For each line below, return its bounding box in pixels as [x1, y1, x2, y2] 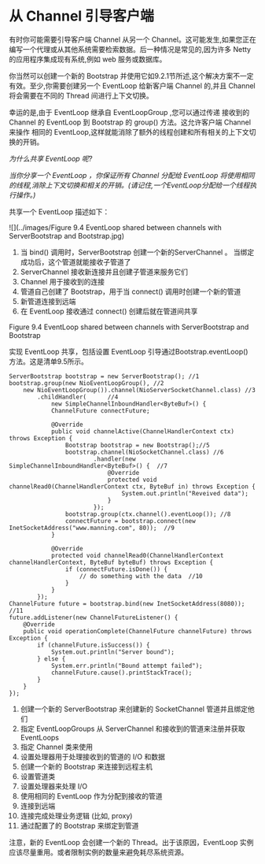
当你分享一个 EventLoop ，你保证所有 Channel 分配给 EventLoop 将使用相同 [9, 170, 255, 180]
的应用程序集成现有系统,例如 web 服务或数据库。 [9, 54, 167, 64]
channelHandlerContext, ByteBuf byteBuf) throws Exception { [9, 558, 214, 566]
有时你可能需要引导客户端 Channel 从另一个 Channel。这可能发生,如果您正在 [9, 35, 256, 44]
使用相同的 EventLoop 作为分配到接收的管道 [20, 791, 163, 800]
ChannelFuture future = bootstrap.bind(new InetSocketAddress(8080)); [9, 599, 245, 607]
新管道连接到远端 [20, 296, 76, 306]
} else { [37, 654, 66, 662]
